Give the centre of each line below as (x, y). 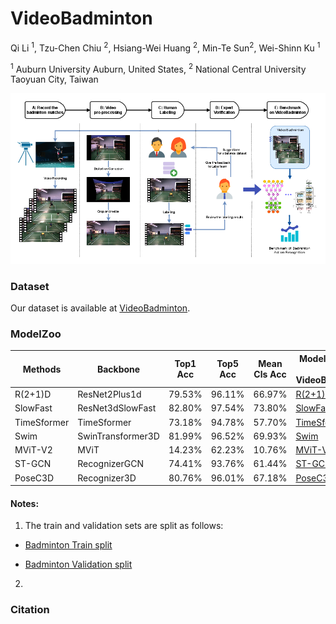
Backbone (118, 369)
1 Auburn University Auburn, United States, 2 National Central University (158, 68)
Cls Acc (270, 374)
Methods (42, 369)
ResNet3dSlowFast (117, 408)
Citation (30, 610)
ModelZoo (36, 334)
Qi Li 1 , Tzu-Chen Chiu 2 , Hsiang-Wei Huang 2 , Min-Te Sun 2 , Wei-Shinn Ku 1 (165, 47)
